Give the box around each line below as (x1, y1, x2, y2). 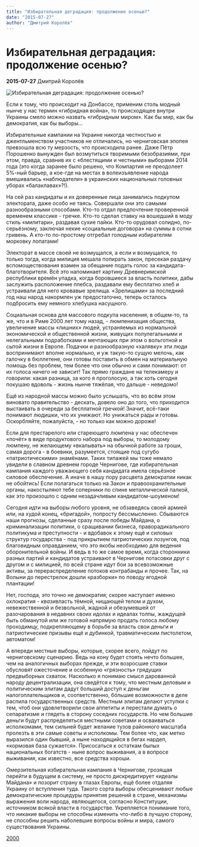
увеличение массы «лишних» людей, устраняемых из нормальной (6, 324, 177, 331)
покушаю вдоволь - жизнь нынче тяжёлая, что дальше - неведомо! (6, 381, 178, 388)
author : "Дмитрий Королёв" (6, 20, 73, 26)
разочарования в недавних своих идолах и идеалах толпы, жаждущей (6, 611, 186, 618)
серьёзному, (6, 225, 39, 232)
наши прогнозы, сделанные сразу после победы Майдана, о (6, 517, 160, 524)
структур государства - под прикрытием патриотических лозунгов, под (6, 536, 189, 543)
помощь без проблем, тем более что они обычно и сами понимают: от (6, 362, 187, 369)
